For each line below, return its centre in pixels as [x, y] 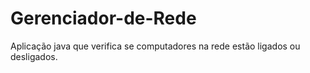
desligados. [34, 56]
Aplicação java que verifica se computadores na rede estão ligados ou [155, 46]
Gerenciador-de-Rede [103, 18]
